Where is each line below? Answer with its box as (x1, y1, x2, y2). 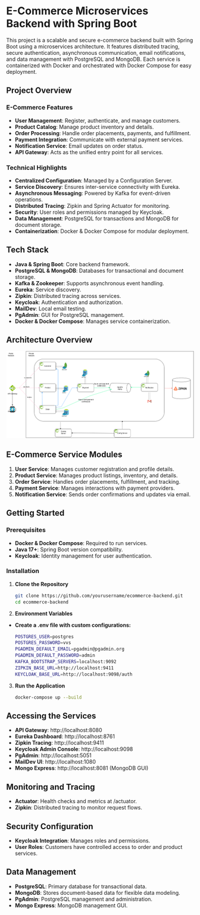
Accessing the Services (6, 711, 96, 721)
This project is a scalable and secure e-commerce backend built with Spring (6, 36, 193, 43)
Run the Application (14, 682, 65, 689)
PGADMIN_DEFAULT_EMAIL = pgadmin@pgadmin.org (14, 646, 125, 652)
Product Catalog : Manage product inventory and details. (14, 123, 154, 130)
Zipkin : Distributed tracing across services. (14, 292, 121, 299)
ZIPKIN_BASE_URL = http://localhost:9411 (14, 665, 114, 671)
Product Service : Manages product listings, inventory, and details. (14, 472, 178, 479)
